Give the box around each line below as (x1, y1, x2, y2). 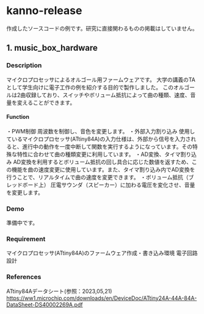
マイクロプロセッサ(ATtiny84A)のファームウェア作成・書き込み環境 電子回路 (6, 249, 198, 257)
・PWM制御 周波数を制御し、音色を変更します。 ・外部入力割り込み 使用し (6, 127, 195, 135)
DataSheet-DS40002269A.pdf (6, 301, 83, 308)
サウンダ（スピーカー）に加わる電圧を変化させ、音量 (60, 181, 195, 189)
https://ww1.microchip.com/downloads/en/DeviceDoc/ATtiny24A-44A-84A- (6, 294, 197, 302)
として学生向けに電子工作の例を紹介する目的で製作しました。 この (6, 83, 174, 91)
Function (6, 113, 29, 121)
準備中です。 (6, 219, 38, 226)
